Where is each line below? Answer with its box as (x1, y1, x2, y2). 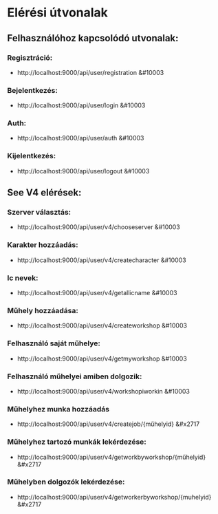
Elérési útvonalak (7, 5, 109, 21)
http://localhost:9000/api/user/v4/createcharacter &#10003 (17, 256, 187, 264)
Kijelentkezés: (7, 151, 56, 161)
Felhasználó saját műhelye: (7, 339, 101, 348)
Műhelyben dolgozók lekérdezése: (7, 477, 125, 486)
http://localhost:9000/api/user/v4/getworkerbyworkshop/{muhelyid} (17, 493, 212, 501)
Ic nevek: (7, 273, 39, 283)
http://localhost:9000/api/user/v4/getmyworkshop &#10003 (17, 354, 187, 363)
